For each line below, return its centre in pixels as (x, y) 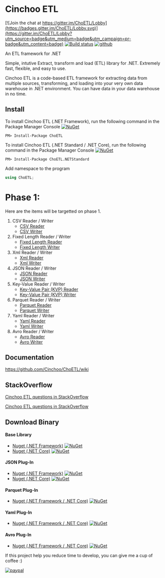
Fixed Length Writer (40, 247)
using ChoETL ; (20, 177)
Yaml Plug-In (19, 512)
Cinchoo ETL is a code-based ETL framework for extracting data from (76, 78)
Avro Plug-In (18, 534)
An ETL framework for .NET (33, 54)
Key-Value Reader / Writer (39, 284)
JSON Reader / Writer (34, 268)
